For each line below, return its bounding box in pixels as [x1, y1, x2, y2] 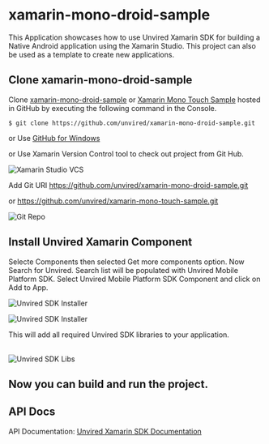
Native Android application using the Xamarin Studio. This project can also [8, 41, 257, 50]
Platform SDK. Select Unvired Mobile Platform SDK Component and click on [8, 274, 261, 284]
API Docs [8, 405, 56, 419]
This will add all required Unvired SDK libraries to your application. [8, 330, 229, 339]
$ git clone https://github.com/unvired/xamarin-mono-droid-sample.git [8, 119, 255, 127]
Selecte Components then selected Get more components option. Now [8, 257, 245, 267]
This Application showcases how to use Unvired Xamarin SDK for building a [8, 32, 261, 42]
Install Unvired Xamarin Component [8, 235, 193, 249]
